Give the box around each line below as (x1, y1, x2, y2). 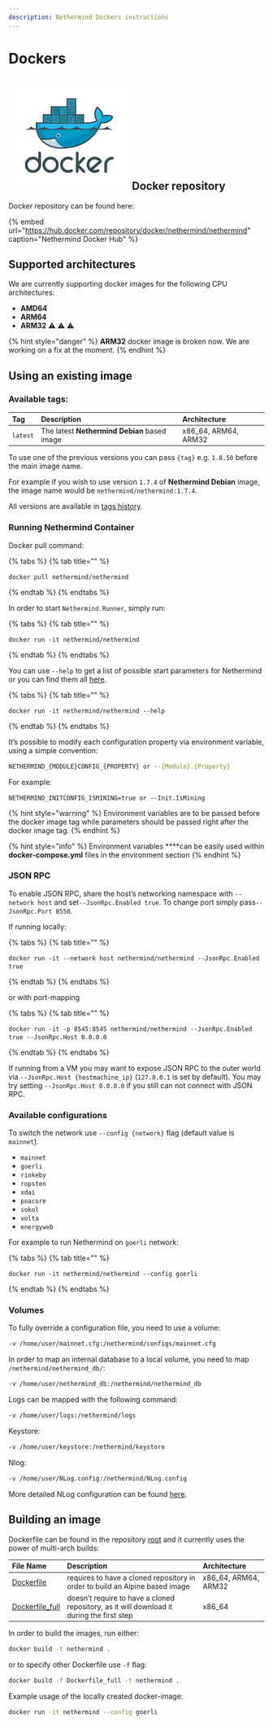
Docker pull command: (8, 540, 84, 550)
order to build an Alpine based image (67, 1581, 190, 1591)
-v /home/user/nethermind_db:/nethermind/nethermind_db (8, 1380, 201, 1388)
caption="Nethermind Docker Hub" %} (8, 234, 139, 243)
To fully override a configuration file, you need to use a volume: (8, 1323, 221, 1333)
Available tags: (8, 393, 69, 405)
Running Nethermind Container (8, 522, 135, 533)
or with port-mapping (8, 992, 80, 1002)
